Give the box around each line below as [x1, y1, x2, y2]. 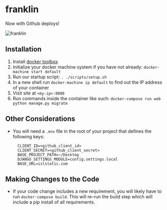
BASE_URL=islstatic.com [17, 161, 68, 166]
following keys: [12, 133, 45, 139]
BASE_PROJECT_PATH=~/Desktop [17, 152, 79, 157]
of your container [12, 84, 49, 91]
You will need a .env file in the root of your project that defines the [12, 128, 152, 134]
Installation [5, 45, 42, 54]
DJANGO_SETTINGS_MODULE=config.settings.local [17, 157, 118, 162]
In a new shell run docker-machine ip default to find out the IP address [12, 79, 162, 85]
